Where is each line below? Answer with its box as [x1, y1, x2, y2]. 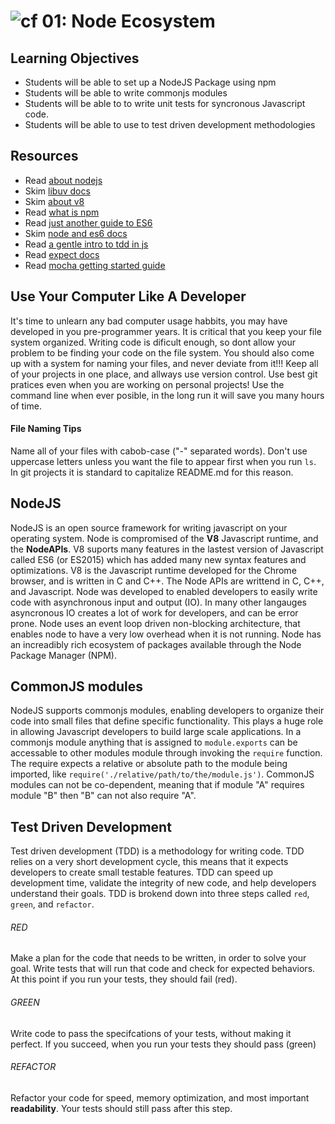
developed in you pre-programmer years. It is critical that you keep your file [10, 325, 322, 337]
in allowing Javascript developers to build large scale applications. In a [10, 726, 302, 738]
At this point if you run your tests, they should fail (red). [10, 973, 238, 985]
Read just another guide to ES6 [24, 216, 153, 229]
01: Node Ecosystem [41, 10, 216, 33]
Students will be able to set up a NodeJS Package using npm [24, 76, 277, 88]
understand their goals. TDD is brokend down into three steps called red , [10, 888, 310, 900]
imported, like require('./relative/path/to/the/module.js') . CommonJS [10, 768, 315, 780]
